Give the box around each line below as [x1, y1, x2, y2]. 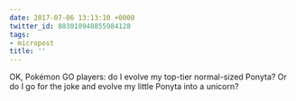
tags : [9, 30, 30, 39]
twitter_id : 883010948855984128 [9, 22, 131, 31]
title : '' [9, 47, 47, 56]
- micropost [9, 38, 54, 48]
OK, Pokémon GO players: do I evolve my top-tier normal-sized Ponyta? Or [9, 71, 287, 82]
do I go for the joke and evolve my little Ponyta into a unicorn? [9, 81, 239, 92]
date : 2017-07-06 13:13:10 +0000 [9, 13, 135, 23]
